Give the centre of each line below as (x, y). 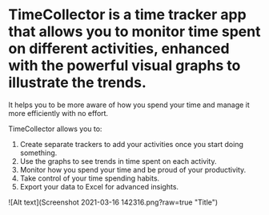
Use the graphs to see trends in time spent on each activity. (118, 161)
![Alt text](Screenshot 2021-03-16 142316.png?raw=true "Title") (113, 202)
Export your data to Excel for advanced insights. (99, 186)
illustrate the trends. (77, 83)
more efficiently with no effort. (58, 113)
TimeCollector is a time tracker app (127, 15)
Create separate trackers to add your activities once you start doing (132, 144)
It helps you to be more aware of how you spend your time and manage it (129, 105)
